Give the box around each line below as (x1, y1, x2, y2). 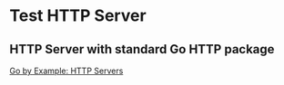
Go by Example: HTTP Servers (9, 65, 124, 76)
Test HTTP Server (9, 5, 147, 26)
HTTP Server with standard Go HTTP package (9, 42, 275, 57)
